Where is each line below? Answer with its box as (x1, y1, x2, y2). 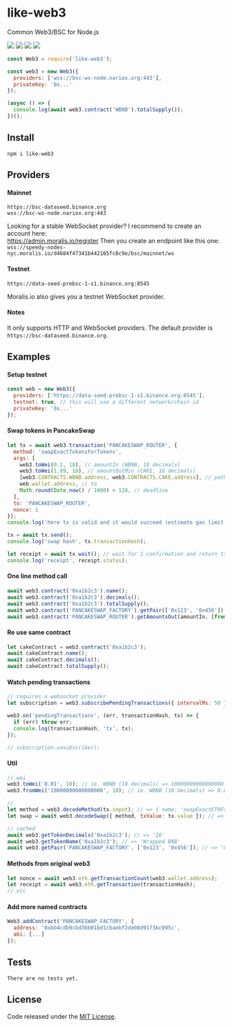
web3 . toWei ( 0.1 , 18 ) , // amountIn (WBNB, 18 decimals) (19, 461, 181, 468)
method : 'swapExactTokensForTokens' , (13, 448, 122, 455)
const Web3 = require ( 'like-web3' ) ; (7, 55, 113, 62)
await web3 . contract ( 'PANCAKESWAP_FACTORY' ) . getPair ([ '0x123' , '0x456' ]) (7, 606, 224, 614)
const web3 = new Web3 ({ (7, 68, 79, 75)
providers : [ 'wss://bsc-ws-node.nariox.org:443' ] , (13, 74, 162, 81)
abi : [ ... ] (13, 931, 45, 938)
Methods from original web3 (7, 859, 91, 868)
